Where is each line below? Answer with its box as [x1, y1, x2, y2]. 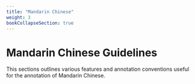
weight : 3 [6, 14, 31, 20]
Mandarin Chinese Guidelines [6, 46, 158, 59]
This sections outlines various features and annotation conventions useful [6, 65, 190, 73]
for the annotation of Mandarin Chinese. [6, 72, 105, 79]
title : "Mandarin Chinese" [6, 8, 74, 15]
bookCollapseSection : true [6, 20, 74, 26]
